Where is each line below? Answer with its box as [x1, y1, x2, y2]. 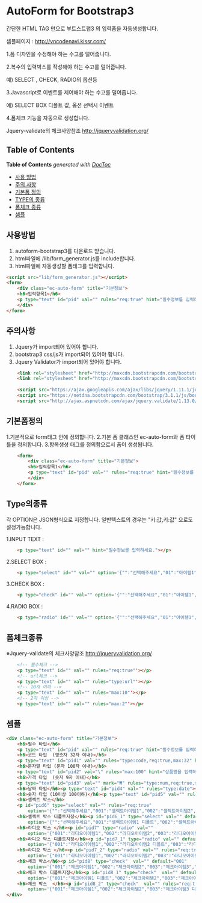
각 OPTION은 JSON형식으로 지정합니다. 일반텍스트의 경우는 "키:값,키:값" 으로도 [6, 516, 194, 523]
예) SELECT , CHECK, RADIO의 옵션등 [6, 76, 98, 83]
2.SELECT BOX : [6, 558, 47, 565]
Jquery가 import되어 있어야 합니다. [14, 343, 99, 350]
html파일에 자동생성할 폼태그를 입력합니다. [14, 262, 115, 269]
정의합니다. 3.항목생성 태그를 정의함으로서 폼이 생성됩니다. [17, 441, 154, 448]
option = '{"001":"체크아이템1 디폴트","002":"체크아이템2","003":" [28, 875, 182, 881]
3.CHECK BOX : [6, 580, 45, 587]
